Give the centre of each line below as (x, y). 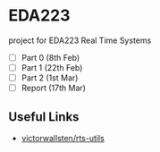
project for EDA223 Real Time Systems (80, 40)
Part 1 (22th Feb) (52, 68)
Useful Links (44, 117)
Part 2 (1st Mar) (50, 78)
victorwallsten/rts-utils (63, 138)
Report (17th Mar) (54, 88)
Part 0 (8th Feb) (51, 57)
